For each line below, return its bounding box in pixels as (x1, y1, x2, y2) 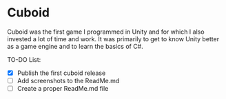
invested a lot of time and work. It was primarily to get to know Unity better (7, 34, 219, 43)
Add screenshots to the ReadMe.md (17, 77, 120, 85)
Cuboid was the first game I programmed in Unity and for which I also (7, 27, 205, 36)
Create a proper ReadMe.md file (17, 85, 109, 93)
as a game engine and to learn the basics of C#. (7, 42, 143, 50)
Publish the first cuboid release (17, 69, 106, 77)
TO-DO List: (7, 55, 41, 63)
